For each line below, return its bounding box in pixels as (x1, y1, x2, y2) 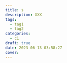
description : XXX (5, 12, 42, 17)
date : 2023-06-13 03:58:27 (5, 45, 62, 50)
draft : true (5, 41, 30, 46)
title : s (5, 7, 24, 13)
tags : (5, 17, 17, 22)
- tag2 (10, 26, 24, 31)
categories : (5, 31, 30, 36)
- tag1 (10, 21, 24, 27)
